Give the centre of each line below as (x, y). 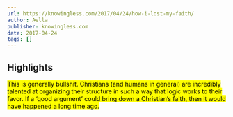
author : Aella (28, 20)
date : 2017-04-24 (32, 33)
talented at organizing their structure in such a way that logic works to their (115, 91)
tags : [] (20, 39)
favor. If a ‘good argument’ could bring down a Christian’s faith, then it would (116, 98)
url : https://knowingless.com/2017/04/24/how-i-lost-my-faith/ (101, 13)
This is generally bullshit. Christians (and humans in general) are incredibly (114, 84)
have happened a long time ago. (53, 106)
